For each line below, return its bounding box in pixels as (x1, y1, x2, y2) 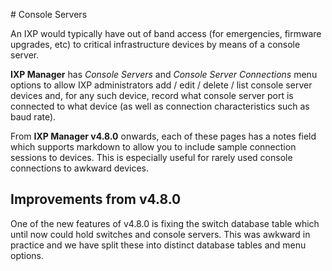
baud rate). (10, 111, 57, 123)
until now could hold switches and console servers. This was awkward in (10, 228, 311, 240)
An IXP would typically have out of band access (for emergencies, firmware (10, 28, 322, 39)
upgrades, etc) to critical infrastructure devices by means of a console (10, 39, 301, 50)
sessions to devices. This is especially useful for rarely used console (10, 152, 293, 163)
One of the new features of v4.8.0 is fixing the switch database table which (10, 217, 320, 229)
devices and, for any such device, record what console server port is (10, 90, 294, 101)
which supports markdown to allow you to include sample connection (10, 141, 297, 153)
